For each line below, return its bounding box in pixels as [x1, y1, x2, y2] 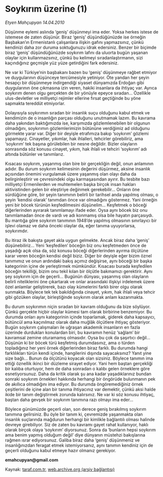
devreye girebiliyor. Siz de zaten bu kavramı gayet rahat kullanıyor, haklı [5, 422, 148, 427]
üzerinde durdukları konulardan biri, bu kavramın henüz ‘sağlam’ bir [5, 330, 140, 335]
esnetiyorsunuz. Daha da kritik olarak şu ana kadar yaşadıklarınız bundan [5, 371, 152, 377]
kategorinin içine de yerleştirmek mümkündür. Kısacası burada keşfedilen [5, 263, 152, 269]
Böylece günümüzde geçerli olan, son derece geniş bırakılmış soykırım [5, 406, 146, 412]
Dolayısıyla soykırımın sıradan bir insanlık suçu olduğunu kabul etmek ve [5, 110, 150, 115]
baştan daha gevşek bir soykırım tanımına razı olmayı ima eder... [5, 397, 134, 403]
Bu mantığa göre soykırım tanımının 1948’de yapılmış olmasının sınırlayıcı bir [5, 218, 157, 223]
